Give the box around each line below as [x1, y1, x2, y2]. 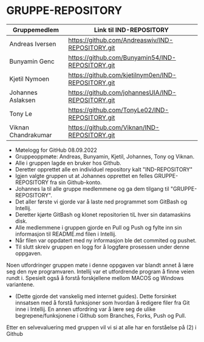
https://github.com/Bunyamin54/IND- [68, 53, 176, 61]
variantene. [6, 281, 35, 288]
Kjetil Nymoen [9, 74, 50, 83]
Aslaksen [9, 95, 36, 104]
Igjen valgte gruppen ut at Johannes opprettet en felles [15, 172, 153, 179]
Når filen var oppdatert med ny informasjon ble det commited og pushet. [15, 236, 197, 244]
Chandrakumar [9, 131, 52, 139]
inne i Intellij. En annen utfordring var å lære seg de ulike [15, 305, 156, 313]
